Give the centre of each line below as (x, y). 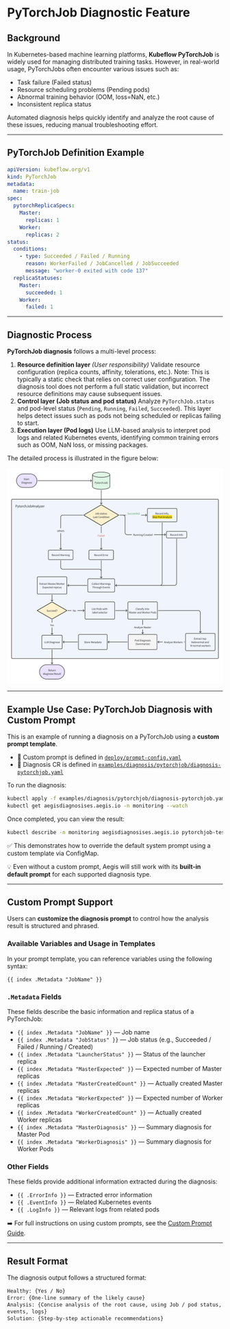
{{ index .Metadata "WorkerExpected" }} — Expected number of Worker (120, 1098)
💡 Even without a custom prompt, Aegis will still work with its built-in (104, 866)
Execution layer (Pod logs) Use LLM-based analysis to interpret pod (114, 430)
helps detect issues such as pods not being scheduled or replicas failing (119, 416)
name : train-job (36, 191)
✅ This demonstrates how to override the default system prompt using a (109, 845)
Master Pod (33, 1134)
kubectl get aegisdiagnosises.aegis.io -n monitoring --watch (98, 806)
